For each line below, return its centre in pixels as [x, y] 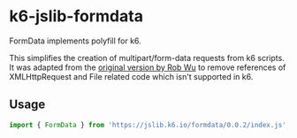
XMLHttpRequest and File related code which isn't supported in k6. [131, 76]
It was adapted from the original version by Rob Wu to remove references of [148, 67]
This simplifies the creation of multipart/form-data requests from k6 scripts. [147, 57]
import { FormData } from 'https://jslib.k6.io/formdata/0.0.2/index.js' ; [150, 125]
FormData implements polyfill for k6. [75, 41]
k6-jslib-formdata [76, 16]
